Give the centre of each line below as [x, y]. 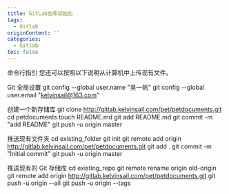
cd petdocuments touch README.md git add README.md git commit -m [110, 117]
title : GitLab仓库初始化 [40, 13]
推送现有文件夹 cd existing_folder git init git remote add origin [94, 138]
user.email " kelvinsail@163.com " [53, 95]
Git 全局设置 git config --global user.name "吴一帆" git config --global [106, 87]
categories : [24, 39]
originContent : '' [33, 33]
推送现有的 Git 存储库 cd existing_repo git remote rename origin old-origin [112, 168]
